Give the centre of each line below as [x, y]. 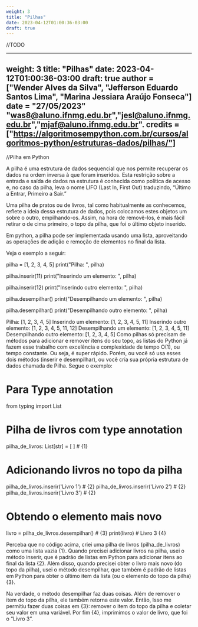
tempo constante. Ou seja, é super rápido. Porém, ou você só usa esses [93, 353]
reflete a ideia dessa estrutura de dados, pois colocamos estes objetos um [97, 212]
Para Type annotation [60, 390]
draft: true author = [118, 78]
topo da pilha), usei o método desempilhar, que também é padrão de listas [96, 569]
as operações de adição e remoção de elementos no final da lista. [86, 242]
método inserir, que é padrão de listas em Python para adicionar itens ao [94, 557]
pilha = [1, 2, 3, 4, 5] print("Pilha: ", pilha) [55, 265]
